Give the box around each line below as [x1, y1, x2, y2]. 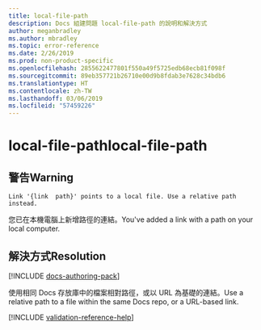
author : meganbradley [8, 27, 82, 35]
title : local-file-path [8, 11, 89, 20]
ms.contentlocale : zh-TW [8, 86, 92, 95]
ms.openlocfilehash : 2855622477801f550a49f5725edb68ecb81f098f [8, 65, 226, 73]
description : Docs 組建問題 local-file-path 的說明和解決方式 [8, 19, 208, 27]
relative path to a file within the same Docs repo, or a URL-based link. [8, 296, 239, 307]
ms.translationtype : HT [8, 79, 89, 87]
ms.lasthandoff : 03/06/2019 [8, 94, 103, 102]
